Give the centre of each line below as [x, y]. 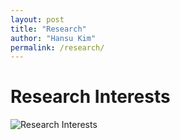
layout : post [37, 19]
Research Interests [90, 97]
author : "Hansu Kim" [53, 38]
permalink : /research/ [57, 47]
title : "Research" [48, 29]
